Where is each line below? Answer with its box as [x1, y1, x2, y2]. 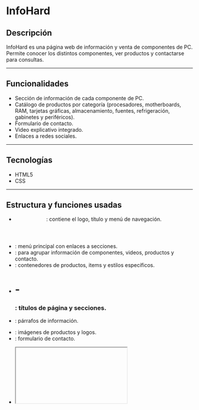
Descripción [6, 28, 52, 38]
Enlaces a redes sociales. [14, 132, 77, 139]
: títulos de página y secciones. [14, 304, 107, 312]
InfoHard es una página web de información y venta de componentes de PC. [6, 43, 193, 50]
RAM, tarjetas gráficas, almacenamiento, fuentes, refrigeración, [14, 107, 170, 114]
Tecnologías [6, 155, 53, 166]
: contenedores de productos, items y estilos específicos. [14, 262, 155, 269]
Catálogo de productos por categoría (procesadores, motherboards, [14, 101, 182, 108]
